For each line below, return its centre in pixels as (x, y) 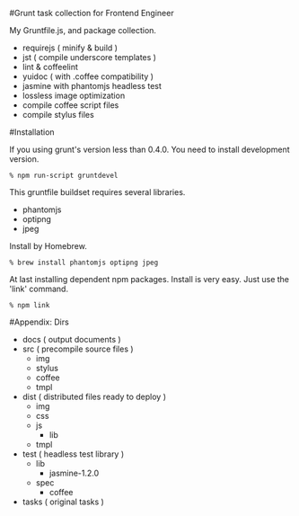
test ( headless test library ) (73, 454)
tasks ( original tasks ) (63, 502)
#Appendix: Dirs (39, 322)
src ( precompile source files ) (78, 349)
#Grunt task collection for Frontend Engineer (92, 13)
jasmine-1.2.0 (74, 473)
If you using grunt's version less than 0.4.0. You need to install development (149, 149)
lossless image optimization (74, 95)
